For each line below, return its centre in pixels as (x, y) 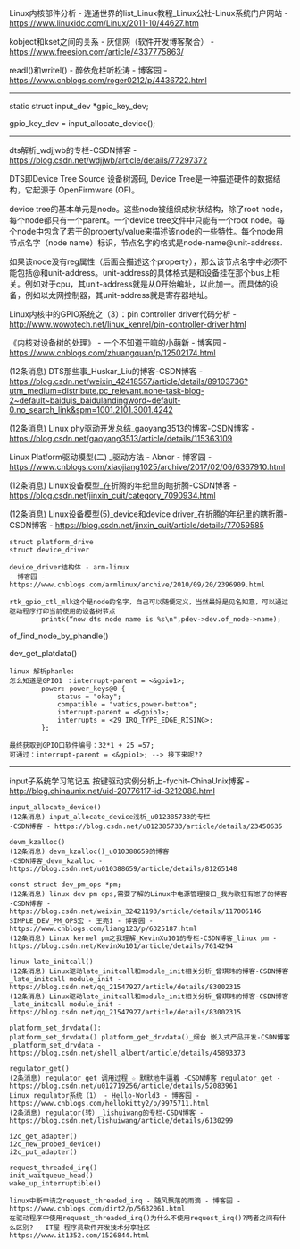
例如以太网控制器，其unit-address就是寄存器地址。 (118, 295)
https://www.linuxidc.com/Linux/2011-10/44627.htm (104, 23)
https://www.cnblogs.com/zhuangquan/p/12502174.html (112, 353)
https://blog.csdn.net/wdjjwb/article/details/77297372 (108, 160)
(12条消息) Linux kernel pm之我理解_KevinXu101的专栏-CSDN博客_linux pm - (143, 938)
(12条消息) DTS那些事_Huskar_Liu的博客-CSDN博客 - (106, 371)
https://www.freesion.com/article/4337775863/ (97, 51)
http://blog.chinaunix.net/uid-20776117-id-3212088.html (112, 791)
